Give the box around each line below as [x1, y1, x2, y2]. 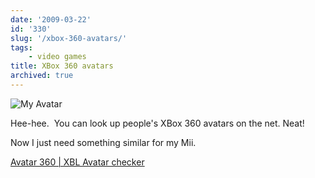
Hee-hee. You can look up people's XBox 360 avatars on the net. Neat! [10, 117, 305, 129]
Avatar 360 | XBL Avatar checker [10, 156, 145, 168]
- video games [28, 52, 87, 62]
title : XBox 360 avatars [10, 61, 114, 71]
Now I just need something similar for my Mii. [10, 136, 197, 148]
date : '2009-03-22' [10, 14, 92, 25]
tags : [10, 42, 33, 53]
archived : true [10, 71, 74, 81]
